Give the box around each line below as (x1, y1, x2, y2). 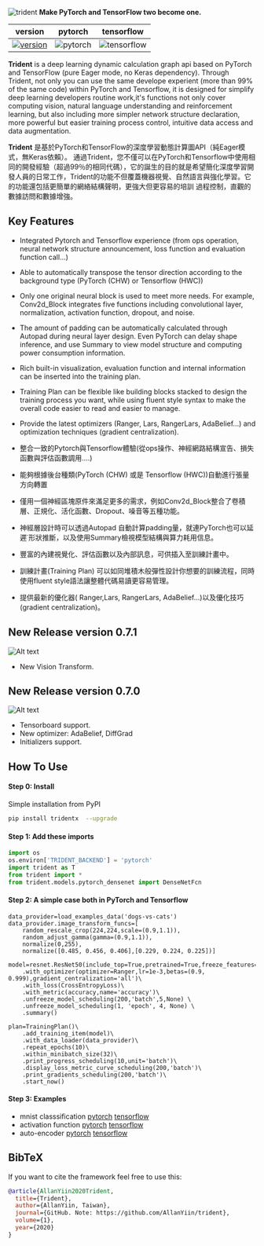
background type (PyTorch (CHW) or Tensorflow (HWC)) (19, 276, 203, 285)
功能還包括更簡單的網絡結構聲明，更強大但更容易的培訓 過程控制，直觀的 (14, 181, 251, 191)
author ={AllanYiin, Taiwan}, (15, 1202, 111, 1210)
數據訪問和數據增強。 (8, 192, 77, 200)
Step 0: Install (8, 782, 55, 791)
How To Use (8, 760, 68, 773)
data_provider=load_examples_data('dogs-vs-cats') (8, 912, 178, 921)
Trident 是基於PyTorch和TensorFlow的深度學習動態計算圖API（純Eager (8, 142, 239, 152)
